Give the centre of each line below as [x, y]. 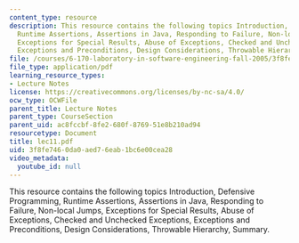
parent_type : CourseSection [61, 117]
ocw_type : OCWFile [43, 100]
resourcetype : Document [53, 134]
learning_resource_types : [57, 76]
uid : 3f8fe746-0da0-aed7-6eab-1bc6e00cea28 [91, 150]
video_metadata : [39, 158]
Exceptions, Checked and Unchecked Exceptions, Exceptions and [130, 220]
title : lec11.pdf [41, 142]
